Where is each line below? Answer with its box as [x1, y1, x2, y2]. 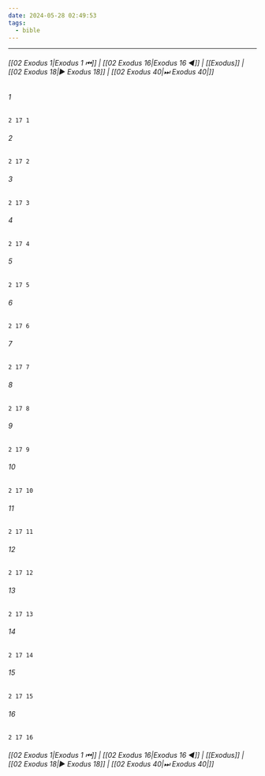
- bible [15, 26, 41, 34]
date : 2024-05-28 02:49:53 [8, 11, 97, 20]
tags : [8, 19, 26, 27]
